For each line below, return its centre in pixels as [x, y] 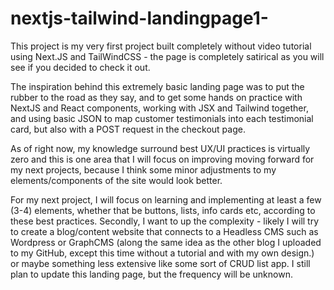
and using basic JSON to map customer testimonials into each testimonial [162, 118]
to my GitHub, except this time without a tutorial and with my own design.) [162, 253]
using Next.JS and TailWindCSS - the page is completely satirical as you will [167, 56]
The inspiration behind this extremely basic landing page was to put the [157, 86]
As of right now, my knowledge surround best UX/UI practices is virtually [160, 148]
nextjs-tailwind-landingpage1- [139, 18]
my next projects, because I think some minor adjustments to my [143, 169]
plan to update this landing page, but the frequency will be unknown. [151, 274]
